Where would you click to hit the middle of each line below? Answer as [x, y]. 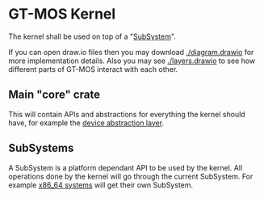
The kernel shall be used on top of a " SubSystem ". [92, 36]
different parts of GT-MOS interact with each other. [93, 69]
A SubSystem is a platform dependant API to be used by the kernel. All [126, 167]
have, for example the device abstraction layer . [86, 123]
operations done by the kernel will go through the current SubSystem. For [131, 176]
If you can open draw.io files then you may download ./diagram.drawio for [131, 52]
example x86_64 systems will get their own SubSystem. [101, 185]
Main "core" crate [54, 95]
